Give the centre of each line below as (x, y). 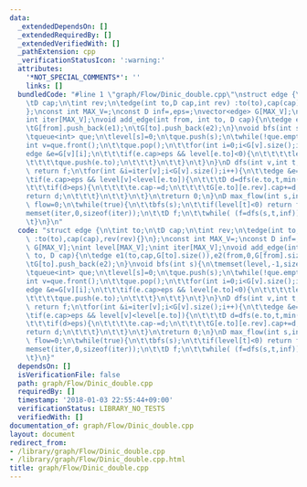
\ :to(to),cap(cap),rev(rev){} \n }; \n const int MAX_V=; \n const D (151, 238)
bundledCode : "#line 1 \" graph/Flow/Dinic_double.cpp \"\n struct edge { (157, 94)
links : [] (45, 86)
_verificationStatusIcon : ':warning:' (92, 60)
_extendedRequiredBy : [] (65, 35)
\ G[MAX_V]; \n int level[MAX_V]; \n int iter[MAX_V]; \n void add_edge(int (163, 248)
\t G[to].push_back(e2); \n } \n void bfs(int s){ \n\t (122, 265)
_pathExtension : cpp (57, 52)
